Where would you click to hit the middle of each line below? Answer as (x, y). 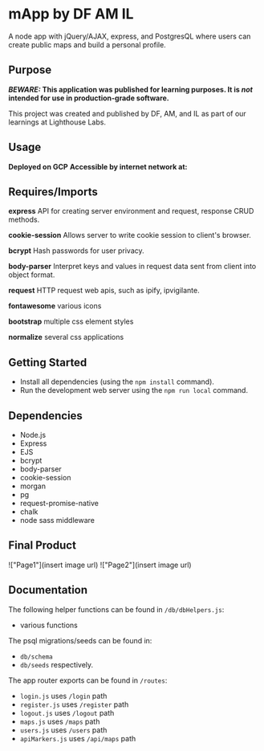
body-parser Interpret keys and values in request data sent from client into (132, 267)
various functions (49, 625)
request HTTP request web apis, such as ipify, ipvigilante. (104, 291)
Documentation (48, 590)
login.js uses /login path (63, 696)
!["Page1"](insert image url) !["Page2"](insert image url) (100, 565)
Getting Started (48, 362)
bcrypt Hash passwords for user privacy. (76, 251)
